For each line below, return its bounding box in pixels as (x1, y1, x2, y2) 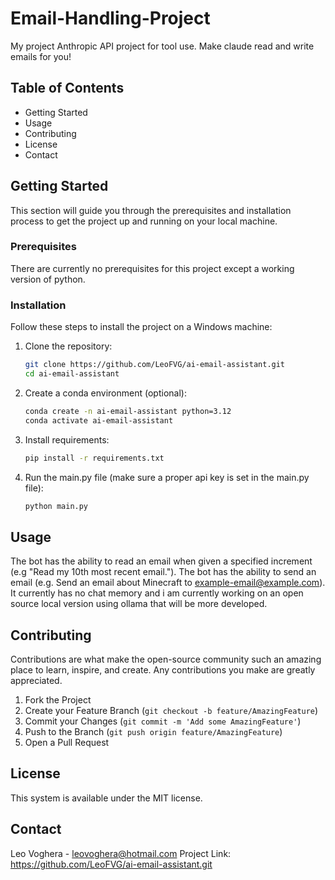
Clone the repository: (24, 340, 113, 352)
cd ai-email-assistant (24, 369, 120, 379)
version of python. (10, 273, 86, 285)
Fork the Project (24, 694, 92, 706)
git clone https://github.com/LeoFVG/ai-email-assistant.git (24, 360, 286, 370)
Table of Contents (10, 80, 125, 97)
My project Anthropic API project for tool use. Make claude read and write (10, 40, 315, 52)
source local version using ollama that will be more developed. (10, 598, 268, 610)
